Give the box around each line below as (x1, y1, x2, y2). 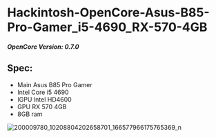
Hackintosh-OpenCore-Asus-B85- (7, 5, 210, 21)
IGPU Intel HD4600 (17, 95, 72, 104)
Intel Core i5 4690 (17, 88, 69, 96)
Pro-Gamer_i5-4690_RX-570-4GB (7, 19, 208, 35)
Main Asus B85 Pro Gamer (17, 80, 92, 89)
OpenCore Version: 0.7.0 (7, 43, 79, 51)
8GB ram (17, 110, 43, 118)
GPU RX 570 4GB (17, 102, 67, 111)
